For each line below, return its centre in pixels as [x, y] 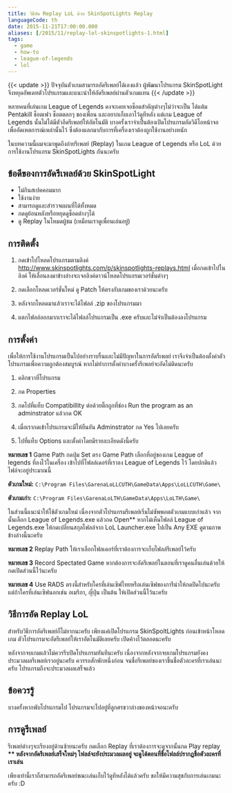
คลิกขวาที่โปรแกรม [39, 378]
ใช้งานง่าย [29, 198]
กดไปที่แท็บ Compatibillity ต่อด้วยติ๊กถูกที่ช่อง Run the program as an [105, 405]
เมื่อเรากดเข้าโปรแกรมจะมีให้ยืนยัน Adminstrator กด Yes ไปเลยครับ [98, 427]
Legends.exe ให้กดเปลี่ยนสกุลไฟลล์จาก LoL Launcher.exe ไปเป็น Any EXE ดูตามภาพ [115, 527]
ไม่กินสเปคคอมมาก [39, 190]
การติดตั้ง [23, 243]
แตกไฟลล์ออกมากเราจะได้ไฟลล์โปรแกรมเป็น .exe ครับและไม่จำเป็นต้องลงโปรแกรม [112, 317]
